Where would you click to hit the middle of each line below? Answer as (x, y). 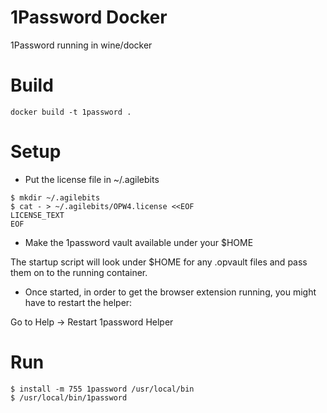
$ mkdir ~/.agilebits (55, 197)
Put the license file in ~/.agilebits (92, 179)
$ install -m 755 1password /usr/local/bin (102, 389)
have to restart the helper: (78, 302)
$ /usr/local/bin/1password (69, 397)
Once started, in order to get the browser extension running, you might (170, 292)
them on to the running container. (79, 272)
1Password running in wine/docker (81, 45)
